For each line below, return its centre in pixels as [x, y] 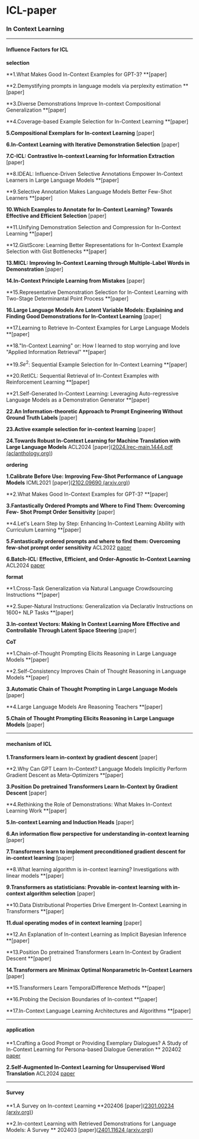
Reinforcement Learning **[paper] [48, 382]
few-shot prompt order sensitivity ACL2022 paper [69, 548]
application [20, 1030]
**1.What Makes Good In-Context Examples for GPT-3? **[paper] [86, 74]
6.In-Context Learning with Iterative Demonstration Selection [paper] [93, 144]
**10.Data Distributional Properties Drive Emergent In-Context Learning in [97, 905]
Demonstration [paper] [35, 269]
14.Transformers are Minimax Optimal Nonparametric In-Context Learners [99, 970]
